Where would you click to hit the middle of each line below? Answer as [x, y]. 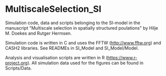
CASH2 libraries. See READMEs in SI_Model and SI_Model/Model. [72, 48]
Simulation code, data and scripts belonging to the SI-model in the [73, 23]
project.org [17, 63]
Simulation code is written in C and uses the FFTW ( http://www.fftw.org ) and [83, 42]
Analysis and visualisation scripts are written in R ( [56, 57]
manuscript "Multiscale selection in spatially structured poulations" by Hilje [82, 28]
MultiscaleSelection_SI [53, 9]
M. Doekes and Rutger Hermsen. [38, 33]
